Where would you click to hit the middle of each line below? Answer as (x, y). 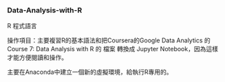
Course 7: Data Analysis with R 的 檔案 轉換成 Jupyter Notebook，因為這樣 (113, 49)
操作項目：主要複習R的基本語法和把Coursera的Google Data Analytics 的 (109, 40)
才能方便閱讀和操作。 (37, 57)
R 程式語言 (22, 26)
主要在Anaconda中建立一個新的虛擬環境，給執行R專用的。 (90, 72)
